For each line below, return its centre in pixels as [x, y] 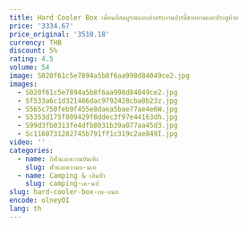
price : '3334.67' [42, 26]
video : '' [28, 142]
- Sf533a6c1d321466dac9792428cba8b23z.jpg [98, 101]
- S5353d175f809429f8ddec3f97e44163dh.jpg [98, 117]
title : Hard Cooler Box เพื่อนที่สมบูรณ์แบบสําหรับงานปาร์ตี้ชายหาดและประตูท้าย [124, 17]
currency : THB [36, 42]
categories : [31, 150]
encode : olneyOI [39, 201]
